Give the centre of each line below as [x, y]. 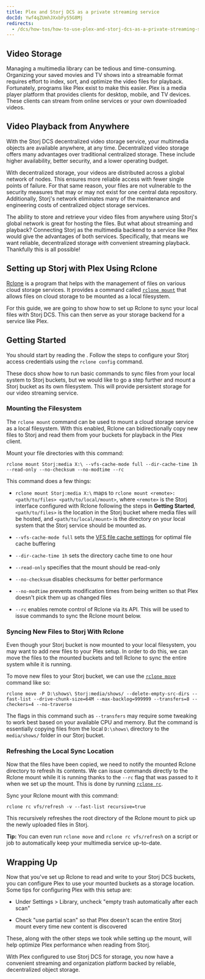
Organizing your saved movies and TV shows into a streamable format [95, 75]
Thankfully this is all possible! [43, 249]
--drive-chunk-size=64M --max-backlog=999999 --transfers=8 [111, 699]
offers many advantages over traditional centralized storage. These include [101, 154]
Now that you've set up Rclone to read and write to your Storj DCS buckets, [101, 877]
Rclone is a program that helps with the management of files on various [96, 283]
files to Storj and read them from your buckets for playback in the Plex [95, 435]
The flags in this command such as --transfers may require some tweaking [102, 716]
